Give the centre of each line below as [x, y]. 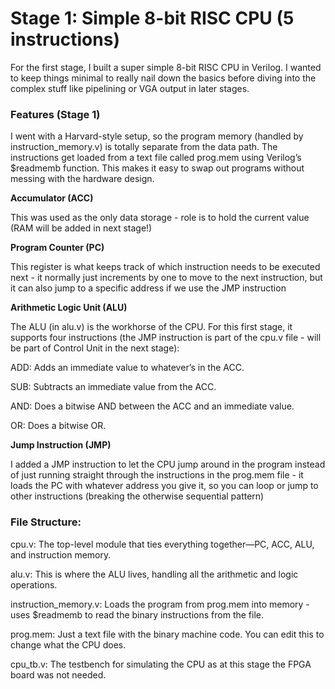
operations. [34, 584]
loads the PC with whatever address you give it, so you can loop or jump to [164, 486]
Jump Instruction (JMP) [61, 445]
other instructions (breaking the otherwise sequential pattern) [137, 496]
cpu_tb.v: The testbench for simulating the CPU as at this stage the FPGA [161, 664]
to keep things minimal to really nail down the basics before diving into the [163, 78]
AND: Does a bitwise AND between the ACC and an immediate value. [152, 406]
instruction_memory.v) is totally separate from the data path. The [144, 147]
